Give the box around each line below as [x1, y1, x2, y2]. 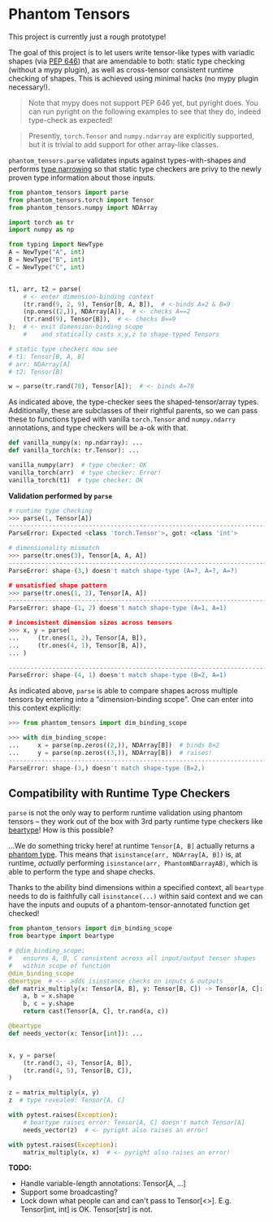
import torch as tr [8, 218, 75, 226]
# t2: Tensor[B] [8, 368, 63, 376]
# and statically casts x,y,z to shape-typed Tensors [23, 330, 220, 338]
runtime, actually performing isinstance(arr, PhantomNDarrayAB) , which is [8, 858, 258, 868]
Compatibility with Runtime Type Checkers [8, 786, 231, 800]
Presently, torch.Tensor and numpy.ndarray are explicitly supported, [28, 131, 254, 141]
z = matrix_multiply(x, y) [8, 1089, 100, 1097]
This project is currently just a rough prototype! [8, 32, 167, 41]
